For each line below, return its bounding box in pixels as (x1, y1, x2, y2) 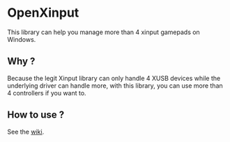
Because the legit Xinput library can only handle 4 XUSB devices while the (7, 74, 221, 82)
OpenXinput (7, 5, 79, 21)
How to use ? (7, 109, 65, 121)
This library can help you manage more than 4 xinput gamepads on (7, 28, 200, 36)
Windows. (7, 35, 36, 43)
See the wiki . (7, 127, 45, 136)
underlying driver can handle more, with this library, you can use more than (7, 81, 223, 90)
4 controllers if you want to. (7, 88, 86, 97)
